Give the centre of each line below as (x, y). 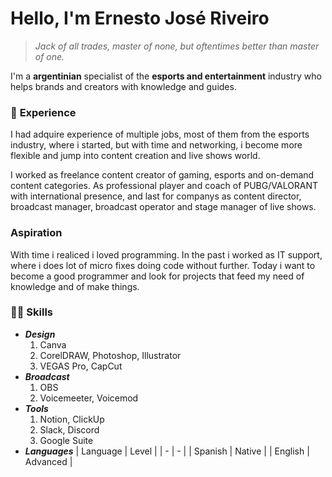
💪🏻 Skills (32, 312)
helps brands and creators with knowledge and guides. (123, 86)
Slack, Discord (69, 429)
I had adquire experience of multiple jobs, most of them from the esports (160, 134)
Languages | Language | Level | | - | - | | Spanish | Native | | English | (167, 451)
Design (40, 334)
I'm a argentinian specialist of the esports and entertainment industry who (166, 76)
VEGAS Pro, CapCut (81, 366)
